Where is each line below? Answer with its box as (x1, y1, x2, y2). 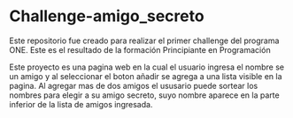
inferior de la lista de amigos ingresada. (9, 99, 153, 109)
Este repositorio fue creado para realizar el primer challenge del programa (9, 35, 280, 46)
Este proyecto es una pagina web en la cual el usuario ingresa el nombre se (9, 62, 285, 72)
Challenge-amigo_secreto (9, 6, 205, 26)
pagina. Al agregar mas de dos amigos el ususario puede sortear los (9, 80, 258, 91)
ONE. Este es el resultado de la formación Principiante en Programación (9, 44, 272, 55)
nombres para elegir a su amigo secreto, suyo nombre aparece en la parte (9, 90, 281, 100)
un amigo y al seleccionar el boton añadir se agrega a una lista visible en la (9, 70, 282, 81)
